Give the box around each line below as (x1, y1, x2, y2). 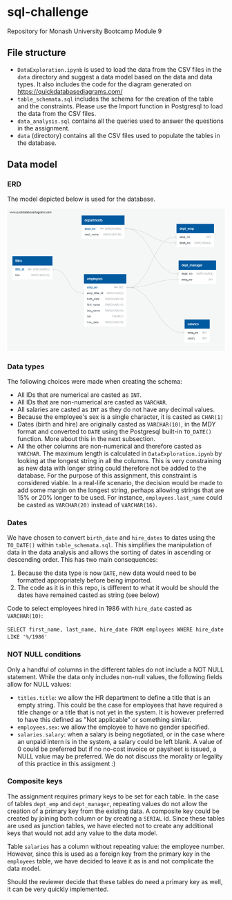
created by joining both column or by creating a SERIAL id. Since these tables (7, 814, 225, 822)
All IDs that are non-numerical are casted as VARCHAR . (17, 398, 168, 406)
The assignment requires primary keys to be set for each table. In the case (7, 792, 220, 801)
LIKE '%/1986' (7, 634, 48, 640)
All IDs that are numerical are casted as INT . (17, 391, 142, 399)
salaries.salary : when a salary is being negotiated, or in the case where (17, 730, 225, 738)
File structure (7, 47, 66, 59)
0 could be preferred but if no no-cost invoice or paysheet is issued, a (17, 745, 217, 753)
